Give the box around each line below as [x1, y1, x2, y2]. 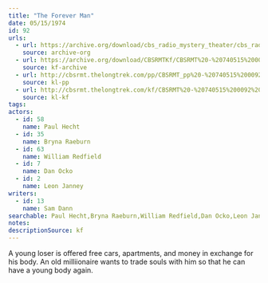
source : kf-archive [22, 64, 88, 72]
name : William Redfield [22, 152, 102, 160]
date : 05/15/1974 [8, 19, 66, 27]
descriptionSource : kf [8, 226, 84, 235]
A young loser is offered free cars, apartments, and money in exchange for [8, 249, 254, 257]
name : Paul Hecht [22, 123, 81, 131]
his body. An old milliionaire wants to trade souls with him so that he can [8, 257, 246, 266]
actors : [8, 108, 34, 116]
